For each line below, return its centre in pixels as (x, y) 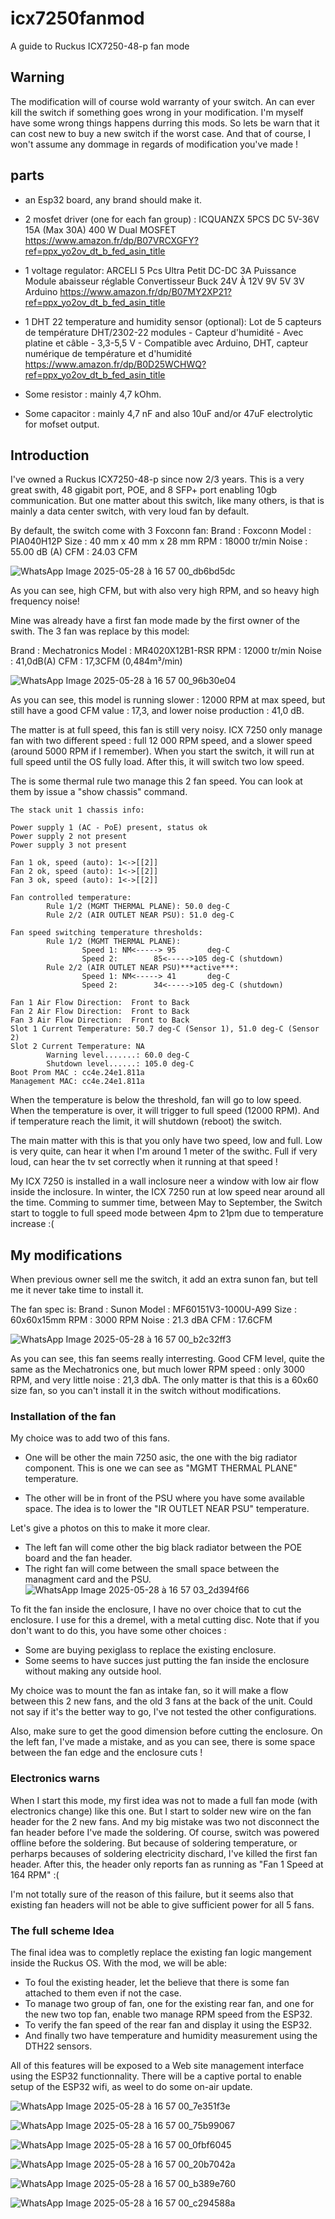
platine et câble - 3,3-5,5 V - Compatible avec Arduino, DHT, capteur (166, 343)
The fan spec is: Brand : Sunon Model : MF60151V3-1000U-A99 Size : (153, 1309)
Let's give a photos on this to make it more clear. (110, 1528)
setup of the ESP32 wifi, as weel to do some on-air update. (131, 2087)
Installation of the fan (63, 1417)
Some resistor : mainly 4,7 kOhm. (93, 394)
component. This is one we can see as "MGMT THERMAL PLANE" (161, 1468)
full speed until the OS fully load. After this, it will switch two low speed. (157, 762)
